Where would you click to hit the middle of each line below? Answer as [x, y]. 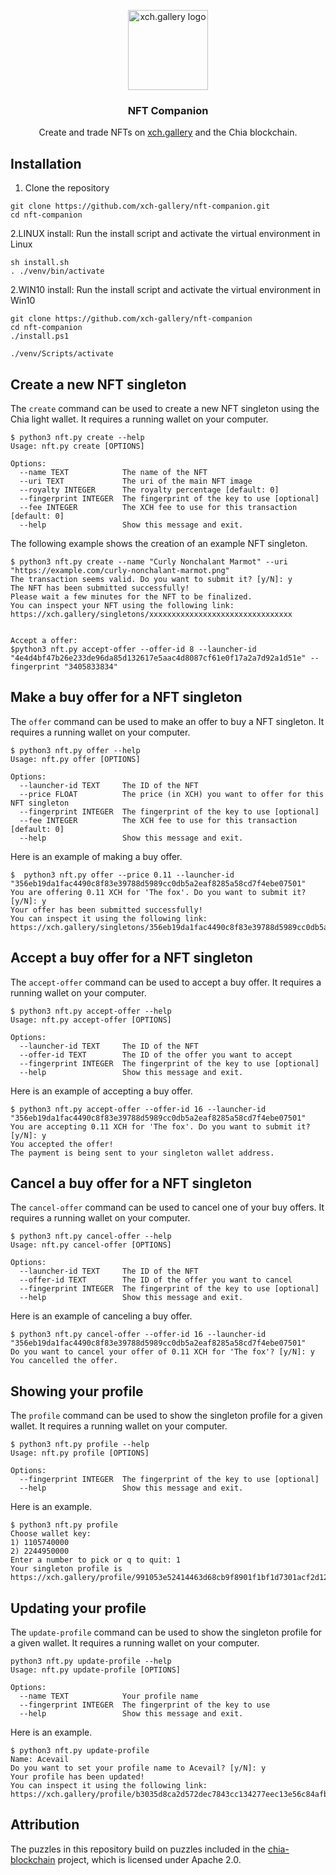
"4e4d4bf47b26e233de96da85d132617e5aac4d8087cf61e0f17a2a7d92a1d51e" [158, 658]
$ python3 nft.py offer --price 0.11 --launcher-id [122, 875]
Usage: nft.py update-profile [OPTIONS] [96, 1670]
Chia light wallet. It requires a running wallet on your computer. [139, 419]
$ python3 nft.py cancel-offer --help [91, 1236]
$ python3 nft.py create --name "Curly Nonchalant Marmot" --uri [149, 561]
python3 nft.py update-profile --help [91, 1661]
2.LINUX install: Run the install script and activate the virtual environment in [165, 234]
